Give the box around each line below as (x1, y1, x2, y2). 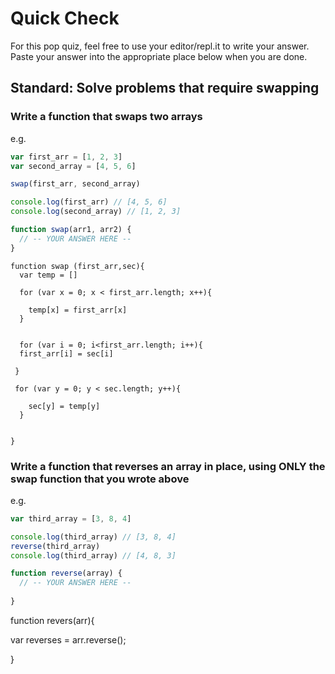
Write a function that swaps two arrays (10, 110, 203, 124)
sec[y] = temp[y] (28, 401, 101, 411)
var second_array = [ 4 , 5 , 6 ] (10, 161, 137, 171)
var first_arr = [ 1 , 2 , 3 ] (10, 152, 123, 162)
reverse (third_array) (10, 541, 101, 551)
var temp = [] (19, 270, 78, 280)
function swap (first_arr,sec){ (10, 261, 145, 271)
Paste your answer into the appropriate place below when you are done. (10, 50, 308, 62)
